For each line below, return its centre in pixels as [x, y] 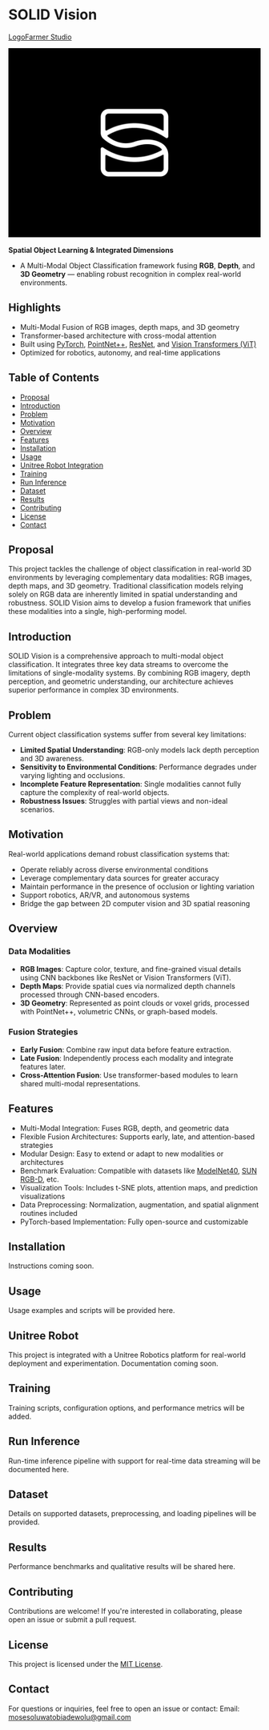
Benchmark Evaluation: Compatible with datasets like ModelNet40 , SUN [139, 1170]
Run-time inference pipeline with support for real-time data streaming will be [134, 1461]
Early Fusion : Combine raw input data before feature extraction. [126, 1050]
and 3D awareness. [52, 759]
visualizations [42, 1196]
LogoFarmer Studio [40, 37]
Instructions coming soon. [51, 1266]
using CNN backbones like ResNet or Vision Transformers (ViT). [125, 977]
